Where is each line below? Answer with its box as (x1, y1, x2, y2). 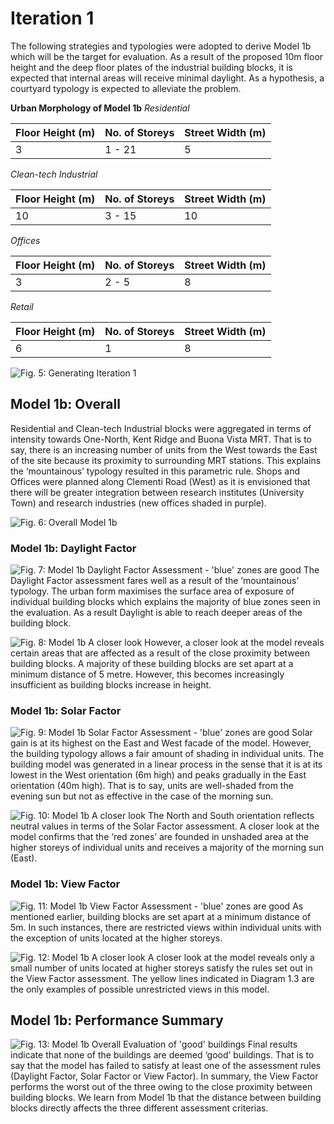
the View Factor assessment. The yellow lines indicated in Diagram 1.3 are (10, 972, 315, 984)
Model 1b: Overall (10, 396, 121, 413)
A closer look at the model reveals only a (147, 951, 315, 963)
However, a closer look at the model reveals (144, 637, 325, 649)
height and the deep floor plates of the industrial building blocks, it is (10, 61, 293, 73)
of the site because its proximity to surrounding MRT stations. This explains (10, 454, 322, 466)
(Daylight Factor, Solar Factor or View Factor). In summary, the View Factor (10, 1070, 319, 1082)
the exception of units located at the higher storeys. (10, 932, 223, 944)
